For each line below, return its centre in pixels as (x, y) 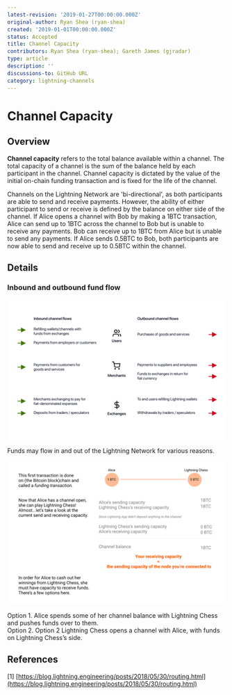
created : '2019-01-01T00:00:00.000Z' (62, 29)
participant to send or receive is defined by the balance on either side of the (116, 209)
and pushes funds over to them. (53, 623)
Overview (29, 142)
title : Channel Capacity (43, 44)
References (33, 660)
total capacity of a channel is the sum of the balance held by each (101, 166)
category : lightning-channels (51, 81)
